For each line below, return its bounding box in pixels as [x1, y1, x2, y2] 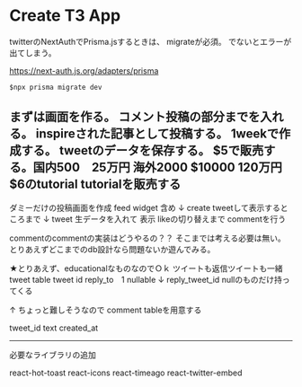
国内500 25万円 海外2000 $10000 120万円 [32, 160, 283, 175]
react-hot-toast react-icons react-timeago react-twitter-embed [9, 367, 243, 378]
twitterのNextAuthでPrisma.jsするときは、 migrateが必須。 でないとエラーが [9, 36, 292, 47]
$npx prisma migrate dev [9, 83, 102, 92]
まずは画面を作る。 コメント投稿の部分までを [9, 110, 261, 125]
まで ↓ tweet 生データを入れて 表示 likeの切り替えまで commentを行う [24, 213, 287, 224]
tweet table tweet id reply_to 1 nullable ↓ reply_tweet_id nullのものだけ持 [9, 274, 283, 285]
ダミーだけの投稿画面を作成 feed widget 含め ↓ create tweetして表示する [9, 202, 280, 213]
